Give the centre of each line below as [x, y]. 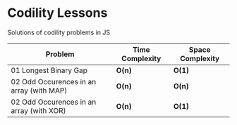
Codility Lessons [57, 13]
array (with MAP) [39, 91]
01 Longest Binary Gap [49, 70]
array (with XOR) [38, 110]
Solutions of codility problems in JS [59, 32]
